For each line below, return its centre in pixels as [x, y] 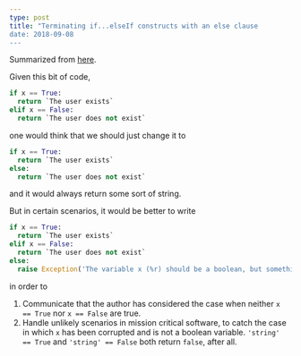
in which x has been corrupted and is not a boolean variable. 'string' [151, 332]
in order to [28, 286]
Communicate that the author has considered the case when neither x [151, 303]
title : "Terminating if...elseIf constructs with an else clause [133, 26]
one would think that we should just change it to [98, 135]
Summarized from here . [53, 60]
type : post [30, 17]
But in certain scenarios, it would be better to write [103, 211]
